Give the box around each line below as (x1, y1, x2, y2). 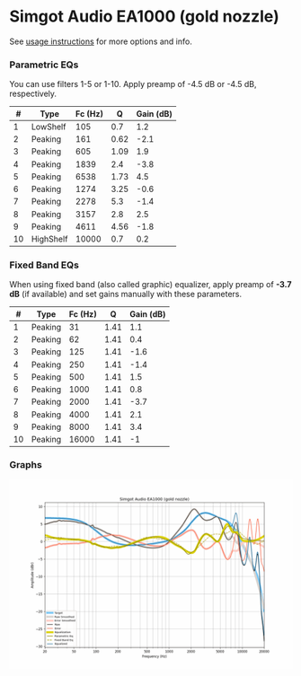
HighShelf (31, 233, 68, 244)
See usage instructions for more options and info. (9, 36, 193, 47)
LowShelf (31, 121, 66, 132)
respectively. (9, 88, 57, 100)
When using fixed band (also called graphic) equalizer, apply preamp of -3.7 (9, 279, 292, 290)
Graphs (9, 459, 42, 471)
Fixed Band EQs (9, 259, 79, 271)
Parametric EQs (9, 58, 79, 71)
